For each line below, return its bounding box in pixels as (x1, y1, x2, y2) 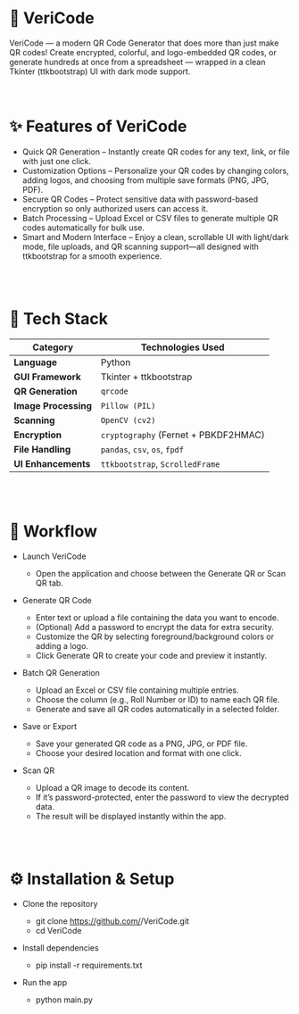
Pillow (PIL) (100, 401, 156, 411)
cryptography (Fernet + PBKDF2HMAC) (100, 428, 265, 441)
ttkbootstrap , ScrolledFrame (100, 457, 220, 470)
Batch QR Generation (21, 667, 100, 677)
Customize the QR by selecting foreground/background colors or (35, 631, 275, 642)
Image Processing (13, 399, 92, 411)
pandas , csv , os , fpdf (100, 443, 185, 455)
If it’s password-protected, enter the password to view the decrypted (35, 792, 289, 802)
